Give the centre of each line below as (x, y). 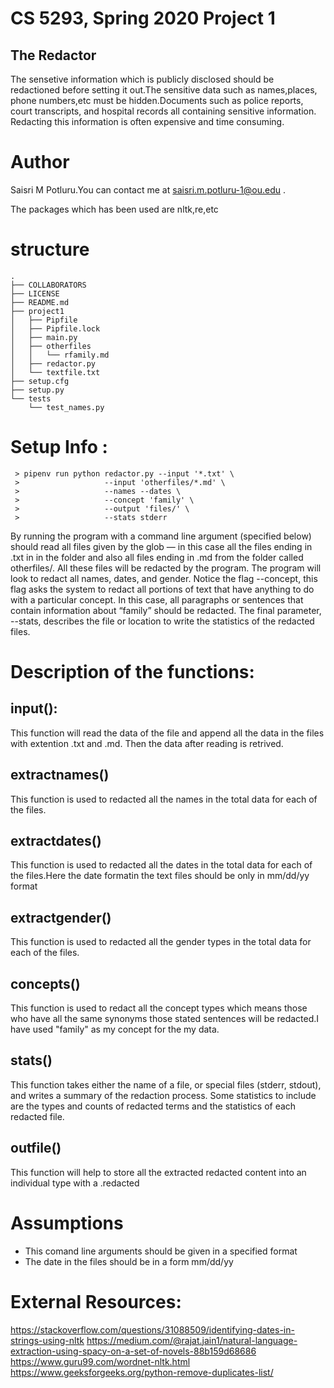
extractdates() (56, 841)
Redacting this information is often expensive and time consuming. (147, 121)
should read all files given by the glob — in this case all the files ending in (161, 546)
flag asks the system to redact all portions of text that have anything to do (162, 589)
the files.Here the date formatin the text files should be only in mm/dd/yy (160, 876)
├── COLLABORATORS (48, 285)
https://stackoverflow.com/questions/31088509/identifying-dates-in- (152, 1329)
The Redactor (53, 55)
